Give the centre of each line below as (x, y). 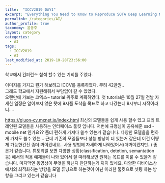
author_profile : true (27, 23)
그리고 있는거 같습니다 (35, 176)
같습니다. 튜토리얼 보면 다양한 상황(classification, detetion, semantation (84, 151)
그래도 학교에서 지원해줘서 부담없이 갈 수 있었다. (51, 91)
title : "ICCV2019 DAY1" (30, 10)
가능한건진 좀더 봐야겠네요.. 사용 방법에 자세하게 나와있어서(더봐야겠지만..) (81, 145)
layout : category (23, 32)
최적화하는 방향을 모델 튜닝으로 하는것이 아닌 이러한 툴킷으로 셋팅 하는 (85, 169)
